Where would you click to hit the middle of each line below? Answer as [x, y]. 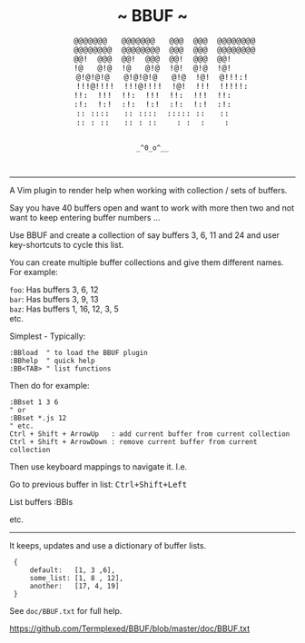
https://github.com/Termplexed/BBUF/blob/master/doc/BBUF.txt [130, 628]
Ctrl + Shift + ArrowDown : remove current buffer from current [133, 441]
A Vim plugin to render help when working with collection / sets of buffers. [148, 190]
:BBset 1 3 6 [34, 402]
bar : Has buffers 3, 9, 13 [54, 299]
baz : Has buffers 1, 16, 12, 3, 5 [64, 309]
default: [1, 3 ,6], [73, 570]
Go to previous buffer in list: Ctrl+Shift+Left [98, 484]
